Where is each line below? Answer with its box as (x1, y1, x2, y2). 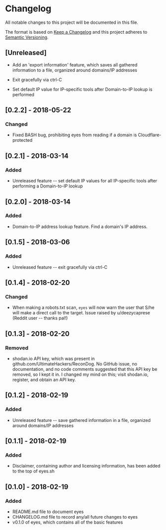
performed (12, 91, 35, 97)
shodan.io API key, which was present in (12, 355, 95, 361)
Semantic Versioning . (5, 34, 49, 40)
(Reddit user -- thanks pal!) (12, 315, 68, 321)
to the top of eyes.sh (12, 468, 55, 474)
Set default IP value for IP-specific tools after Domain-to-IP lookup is (12, 86, 153, 92)
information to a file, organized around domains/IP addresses (12, 67, 137, 73)
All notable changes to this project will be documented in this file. (5, 19, 139, 25)
